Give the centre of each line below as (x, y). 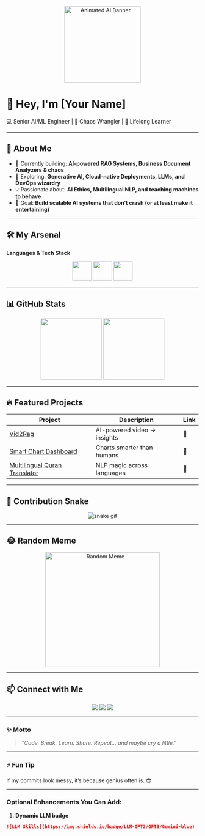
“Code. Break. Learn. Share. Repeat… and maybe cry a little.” (99, 742)
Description (136, 420)
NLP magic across (122, 465)
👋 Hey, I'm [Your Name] (66, 104)
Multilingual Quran (36, 465)
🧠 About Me (29, 149)
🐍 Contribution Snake (48, 501)
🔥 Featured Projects (45, 403)
